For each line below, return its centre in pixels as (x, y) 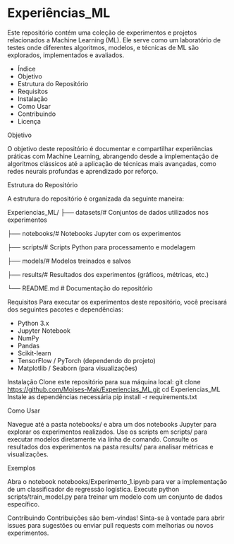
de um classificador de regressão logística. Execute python (93, 489)
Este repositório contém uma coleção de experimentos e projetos (102, 32)
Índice (26, 69)
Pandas (29, 345)
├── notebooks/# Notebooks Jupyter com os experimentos (94, 233)
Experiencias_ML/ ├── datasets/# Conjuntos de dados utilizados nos (108, 212)
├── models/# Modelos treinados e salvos (69, 261)
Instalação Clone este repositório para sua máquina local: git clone (104, 382)
